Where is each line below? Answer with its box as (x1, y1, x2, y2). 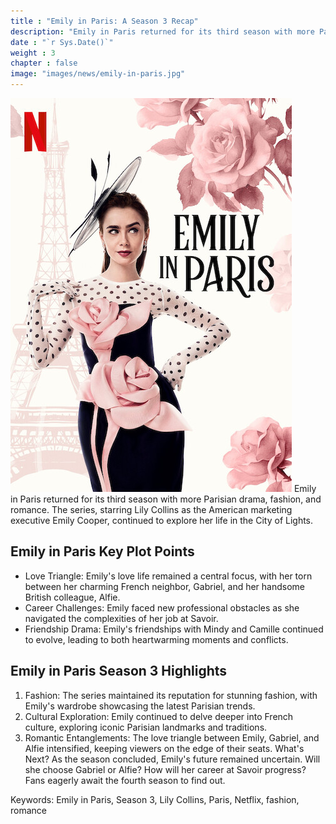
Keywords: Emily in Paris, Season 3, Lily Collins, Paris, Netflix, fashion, (10, 793, 300, 805)
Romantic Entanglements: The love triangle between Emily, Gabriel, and (24, 731, 320, 744)
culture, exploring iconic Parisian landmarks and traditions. (24, 721, 268, 733)
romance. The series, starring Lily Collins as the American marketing (10, 504, 293, 515)
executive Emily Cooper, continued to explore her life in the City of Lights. (10, 515, 314, 526)
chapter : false (10, 58, 78, 69)
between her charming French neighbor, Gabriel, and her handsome (24, 580, 306, 592)
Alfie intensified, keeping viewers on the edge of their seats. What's (24, 742, 305, 754)
